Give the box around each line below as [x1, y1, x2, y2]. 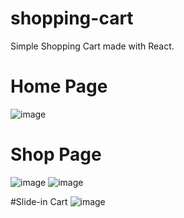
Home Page [10, 75, 108, 98]
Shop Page [10, 143, 102, 166]
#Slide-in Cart [10, 195, 68, 207]
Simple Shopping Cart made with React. [10, 40, 175, 52]
